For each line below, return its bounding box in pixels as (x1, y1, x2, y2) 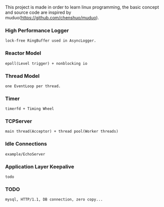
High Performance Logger (5, 27, 69, 34)
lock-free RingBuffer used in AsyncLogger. (5, 38, 97, 44)
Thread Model (5, 72, 40, 79)
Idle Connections (5, 141, 47, 148)
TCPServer (5, 118, 32, 125)
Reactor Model (5, 50, 41, 56)
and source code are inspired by (5, 9, 71, 15)
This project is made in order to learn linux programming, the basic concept (5, 4, 160, 10)
